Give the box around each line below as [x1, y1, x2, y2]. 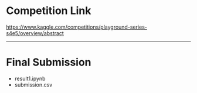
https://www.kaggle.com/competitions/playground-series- [6, 23, 148, 30]
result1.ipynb [14, 75, 46, 82]
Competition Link [6, 4, 91, 18]
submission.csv [14, 81, 53, 88]
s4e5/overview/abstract [6, 29, 64, 36]
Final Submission [6, 56, 92, 69]
